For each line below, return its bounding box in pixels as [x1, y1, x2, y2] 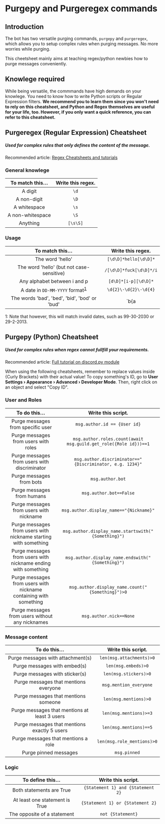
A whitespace [13, 204, 45, 211]
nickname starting [10, 533, 52, 540]
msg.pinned [114, 750, 140, 756]
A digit [22, 188, 37, 195]
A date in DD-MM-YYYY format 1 [20, 286, 87, 294]
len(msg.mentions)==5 [102, 725, 153, 731]
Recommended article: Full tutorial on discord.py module [5, 359, 120, 365]
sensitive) [42, 270, 65, 276]
